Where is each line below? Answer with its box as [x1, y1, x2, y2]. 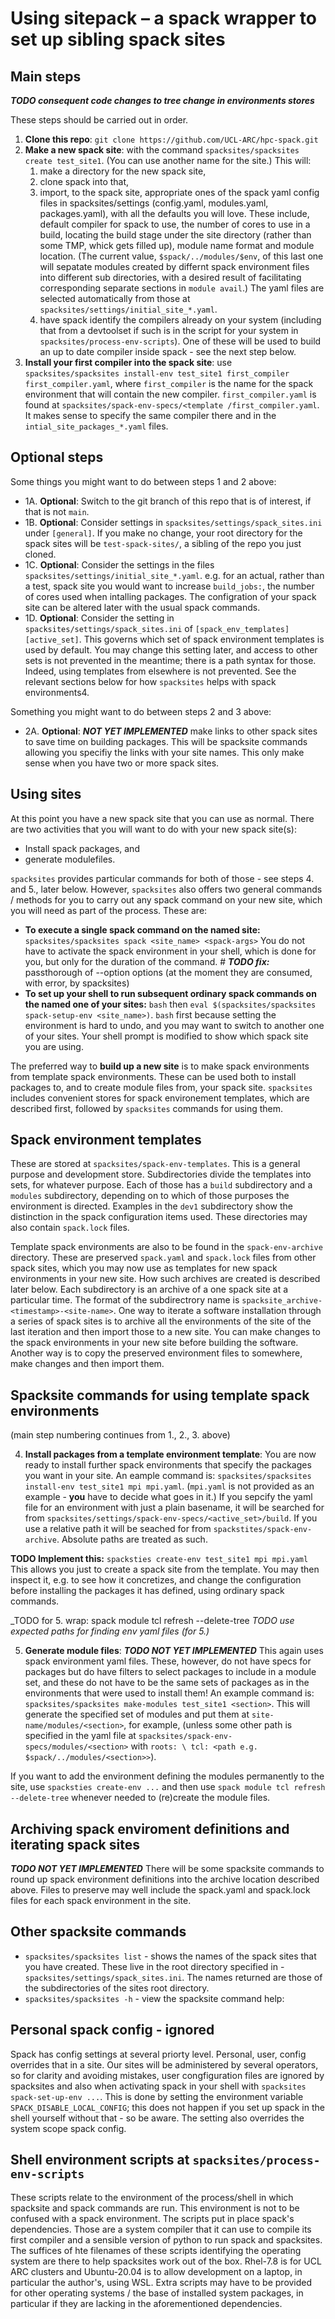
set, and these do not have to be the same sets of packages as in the [24, 1677, 310, 1689]
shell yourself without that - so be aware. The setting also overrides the [10, 2112, 305, 2124]
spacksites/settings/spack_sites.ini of [24, 622, 193, 634]
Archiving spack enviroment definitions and [10, 1820, 290, 1837]
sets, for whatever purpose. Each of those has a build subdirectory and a [10, 1179, 313, 1191]
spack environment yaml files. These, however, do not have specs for [24, 1655, 312, 1667]
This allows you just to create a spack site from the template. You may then [10, 1563, 320, 1576]
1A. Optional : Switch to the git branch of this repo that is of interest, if [24, 495, 312, 507]
